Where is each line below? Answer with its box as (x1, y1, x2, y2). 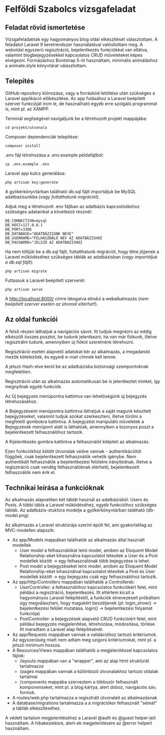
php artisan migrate (5, 268, 48, 273)
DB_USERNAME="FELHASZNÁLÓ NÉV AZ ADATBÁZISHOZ (5, 235, 102, 241)
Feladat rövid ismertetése (5, 23, 85, 32)
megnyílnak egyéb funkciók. (5, 383, 63, 389)
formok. (19, 689, 36, 695)
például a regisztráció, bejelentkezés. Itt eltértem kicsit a (19, 589, 134, 595)
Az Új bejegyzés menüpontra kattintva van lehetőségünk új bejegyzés (5, 393, 147, 399)
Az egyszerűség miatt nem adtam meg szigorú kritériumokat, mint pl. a (12, 637, 157, 643)
